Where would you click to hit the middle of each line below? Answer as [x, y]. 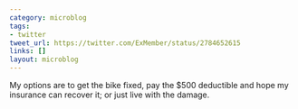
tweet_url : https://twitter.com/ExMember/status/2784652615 [125, 43]
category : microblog [48, 18]
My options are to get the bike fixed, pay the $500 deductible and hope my [149, 85]
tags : [19, 26]
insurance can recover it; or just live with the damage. [110, 95]
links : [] [28, 51]
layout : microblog [44, 59]
